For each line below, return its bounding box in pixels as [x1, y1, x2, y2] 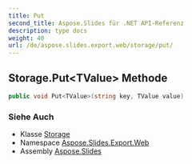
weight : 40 [8, 34, 45, 42]
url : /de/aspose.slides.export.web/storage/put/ [8, 42, 174, 50]
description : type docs [8, 26, 88, 34]
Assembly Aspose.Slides [19, 146, 102, 156]
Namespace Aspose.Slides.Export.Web [19, 138, 150, 148]
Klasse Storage [19, 130, 70, 139]
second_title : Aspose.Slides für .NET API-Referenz [8, 19, 184, 27]
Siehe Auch [8, 111, 54, 122]
